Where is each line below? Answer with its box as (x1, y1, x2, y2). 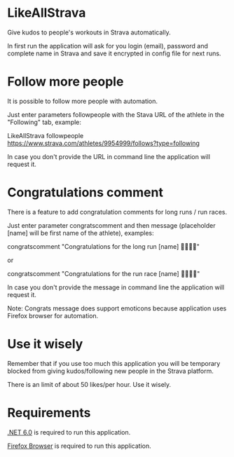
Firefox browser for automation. (7, 311, 99, 320)
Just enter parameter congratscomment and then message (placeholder (7, 221, 216, 229)
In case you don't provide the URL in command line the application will (7, 152, 210, 161)
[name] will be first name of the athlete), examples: (7, 228, 154, 237)
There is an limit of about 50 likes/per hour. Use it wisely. (7, 380, 172, 388)
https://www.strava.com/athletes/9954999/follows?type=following (7, 139, 200, 147)
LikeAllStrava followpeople (7, 131, 84, 139)
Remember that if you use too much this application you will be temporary (7, 359, 221, 367)
